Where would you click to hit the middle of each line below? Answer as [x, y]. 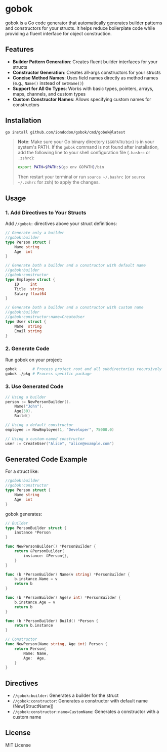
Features [19, 49]
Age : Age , [35, 658]
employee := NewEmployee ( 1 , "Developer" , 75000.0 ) [60, 430]
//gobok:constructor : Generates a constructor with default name [80, 701]
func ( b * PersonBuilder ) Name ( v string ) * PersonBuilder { [68, 574]
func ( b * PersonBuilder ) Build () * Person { [52, 621]
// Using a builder [26, 397]
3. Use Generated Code [34, 386]
